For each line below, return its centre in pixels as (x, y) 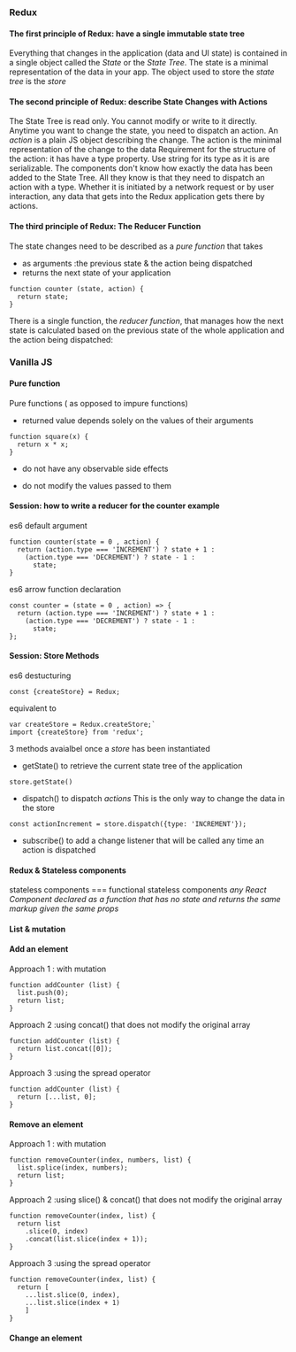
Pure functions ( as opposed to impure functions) (99, 403)
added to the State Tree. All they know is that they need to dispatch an (137, 178)
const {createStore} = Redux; (65, 692)
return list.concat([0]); (65, 1049)
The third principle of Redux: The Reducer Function (105, 226)
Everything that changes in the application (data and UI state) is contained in (148, 53)
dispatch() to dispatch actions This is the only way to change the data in (153, 799)
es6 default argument (49, 525)
